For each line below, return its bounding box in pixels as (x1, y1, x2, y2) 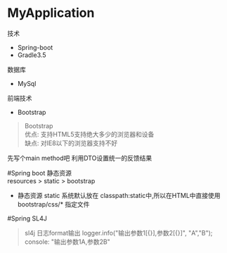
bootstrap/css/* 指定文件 (17, 199, 90, 209)
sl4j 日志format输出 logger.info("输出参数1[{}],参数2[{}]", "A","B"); (24, 228, 213, 237)
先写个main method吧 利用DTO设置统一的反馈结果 (7, 154, 153, 162)
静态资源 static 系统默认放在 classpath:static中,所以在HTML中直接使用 (17, 191, 221, 199)
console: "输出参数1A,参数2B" (24, 237, 110, 246)
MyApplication (7, 5, 95, 21)
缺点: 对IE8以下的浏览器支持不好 (24, 139, 118, 147)
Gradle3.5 (17, 51, 46, 59)
